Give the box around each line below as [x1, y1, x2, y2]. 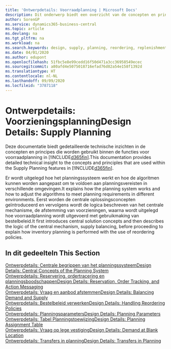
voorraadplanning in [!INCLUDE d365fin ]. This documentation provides [5, 154, 152, 160]
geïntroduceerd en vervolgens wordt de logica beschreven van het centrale [5, 202, 164, 208]
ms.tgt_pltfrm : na [5, 36, 44, 41]
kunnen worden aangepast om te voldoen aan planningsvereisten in [5, 180, 148, 186]
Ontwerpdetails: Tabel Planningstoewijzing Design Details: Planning [5, 316, 146, 323]
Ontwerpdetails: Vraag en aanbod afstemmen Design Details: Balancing [5, 289, 154, 295]
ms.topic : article [5, 26, 44, 31]
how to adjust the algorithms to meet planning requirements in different [5, 191, 154, 197]
